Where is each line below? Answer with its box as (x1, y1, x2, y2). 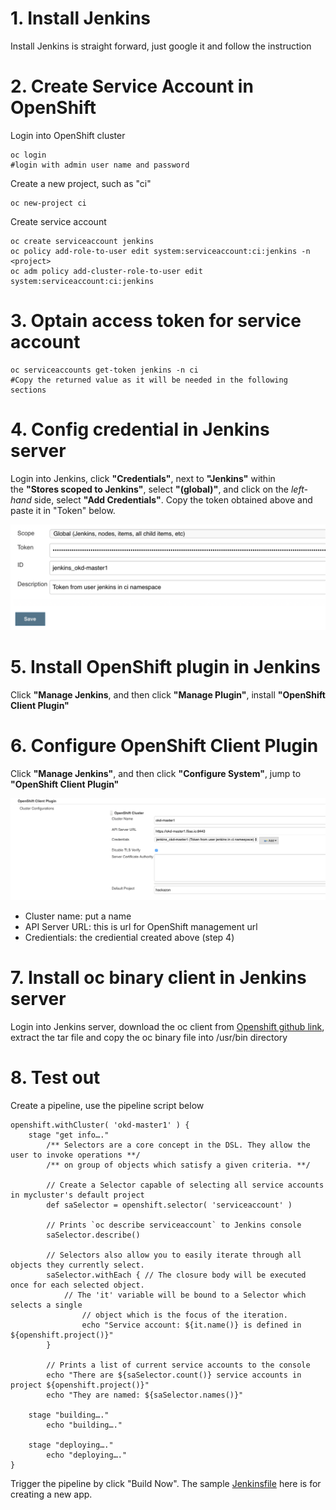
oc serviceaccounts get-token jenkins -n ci (10, 365, 199, 375)
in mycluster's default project (10, 1190, 145, 1200)
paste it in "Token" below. (10, 504, 116, 516)
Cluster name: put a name (24, 910, 132, 922)
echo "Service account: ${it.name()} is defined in (81, 1320, 302, 1330)
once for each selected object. (10, 1280, 145, 1290)
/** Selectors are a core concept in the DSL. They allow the (46, 1140, 311, 1150)
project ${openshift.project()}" (10, 1380, 150, 1390)
